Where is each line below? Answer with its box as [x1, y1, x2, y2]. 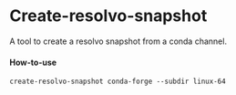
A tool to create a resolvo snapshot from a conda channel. [9, 36, 228, 47]
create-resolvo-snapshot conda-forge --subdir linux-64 [9, 77, 226, 87]
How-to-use [9, 57, 57, 68]
